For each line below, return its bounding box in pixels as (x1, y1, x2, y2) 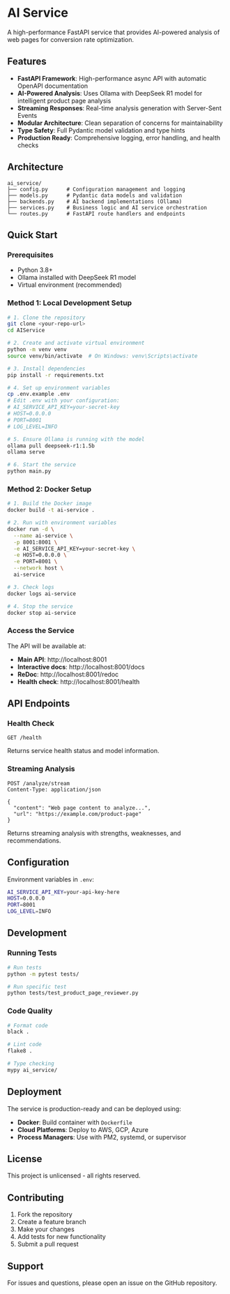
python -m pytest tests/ (7, 970, 79, 978)
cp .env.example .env (7, 391, 70, 398)
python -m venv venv (7, 346, 68, 353)
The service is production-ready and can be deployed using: (7, 1104, 181, 1113)
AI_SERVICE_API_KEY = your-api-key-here (7, 888, 120, 895)
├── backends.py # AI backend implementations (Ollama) (7, 198, 183, 205)
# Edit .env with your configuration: (7, 397, 120, 404)
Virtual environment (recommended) (17, 281, 122, 289)
